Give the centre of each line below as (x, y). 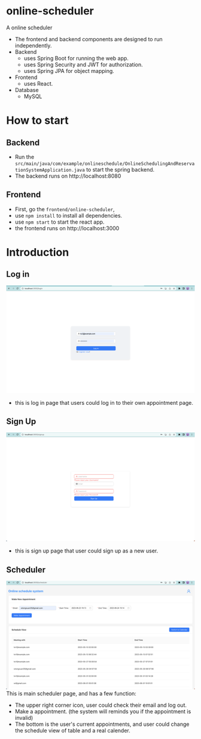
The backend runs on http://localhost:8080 (68, 176)
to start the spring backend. (120, 169)
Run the (25, 157)
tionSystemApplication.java (50, 170)
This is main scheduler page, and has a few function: (71, 693)
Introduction (38, 252)
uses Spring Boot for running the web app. (76, 58)
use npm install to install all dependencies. (68, 215)
